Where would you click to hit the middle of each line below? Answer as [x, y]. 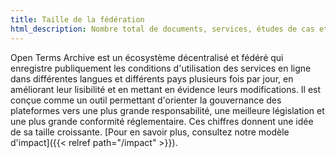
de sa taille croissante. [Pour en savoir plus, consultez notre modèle [150, 132]
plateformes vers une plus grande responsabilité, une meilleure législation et [167, 110]
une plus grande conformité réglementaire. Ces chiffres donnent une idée [162, 121]
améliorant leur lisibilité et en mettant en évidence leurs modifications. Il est [166, 89]
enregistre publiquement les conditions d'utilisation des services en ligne [161, 68]
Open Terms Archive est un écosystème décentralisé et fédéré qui [147, 57]
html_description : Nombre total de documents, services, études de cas [162, 29]
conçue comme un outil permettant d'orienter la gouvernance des [146, 100]
